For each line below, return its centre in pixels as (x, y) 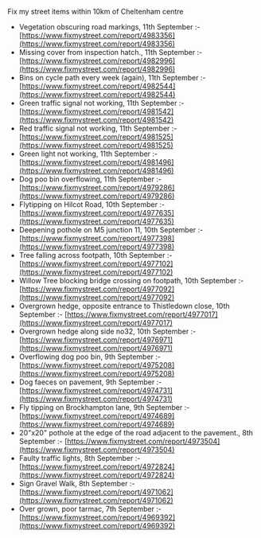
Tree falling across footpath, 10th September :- (95, 255)
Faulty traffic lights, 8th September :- (80, 458)
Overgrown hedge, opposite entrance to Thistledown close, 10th (124, 306)
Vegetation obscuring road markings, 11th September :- (109, 27)
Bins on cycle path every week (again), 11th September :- (112, 78)
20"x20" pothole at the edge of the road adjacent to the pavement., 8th (136, 433)
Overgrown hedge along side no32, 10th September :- (107, 331)
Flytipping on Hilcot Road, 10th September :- (92, 205)
